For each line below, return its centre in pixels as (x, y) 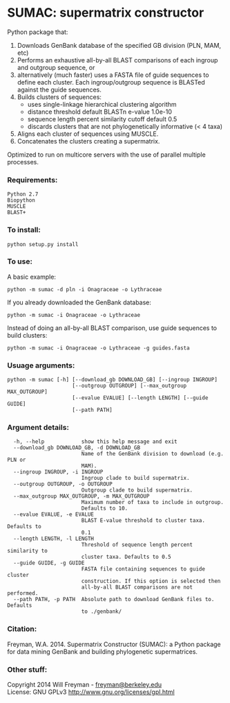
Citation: (22, 629)
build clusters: (27, 335)
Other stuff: (27, 669)
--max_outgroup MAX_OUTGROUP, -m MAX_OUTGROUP (82, 496)
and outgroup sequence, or (56, 67)
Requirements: (32, 180)
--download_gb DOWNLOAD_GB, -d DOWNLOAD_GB (77, 448)
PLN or (17, 460)
